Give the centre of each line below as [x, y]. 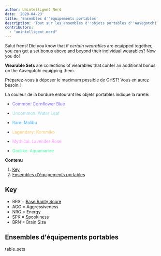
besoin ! [13, 85]
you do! [13, 56]
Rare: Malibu [24, 122]
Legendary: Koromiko [33, 132]
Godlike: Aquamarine [33, 151]
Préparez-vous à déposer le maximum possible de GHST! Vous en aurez [77, 80]
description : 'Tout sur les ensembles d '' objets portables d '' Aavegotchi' [82, 23]
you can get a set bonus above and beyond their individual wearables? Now [80, 51]
